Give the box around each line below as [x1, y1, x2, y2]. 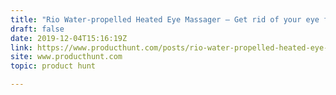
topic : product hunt [10, 61, 97, 71]
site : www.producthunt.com [10, 52, 123, 62]
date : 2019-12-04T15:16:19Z [10, 33, 128, 43]
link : [10, 42, 33, 53]
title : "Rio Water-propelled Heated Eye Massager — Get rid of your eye [10, 14, 320, 25]
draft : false [10, 24, 65, 34]
